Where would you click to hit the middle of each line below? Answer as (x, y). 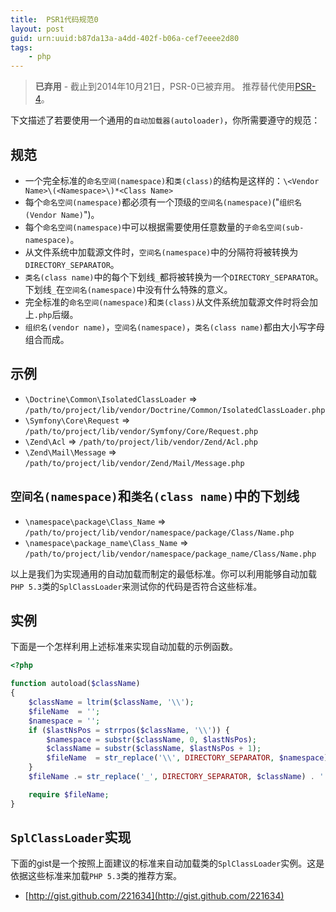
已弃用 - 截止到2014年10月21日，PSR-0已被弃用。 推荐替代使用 (165, 87)
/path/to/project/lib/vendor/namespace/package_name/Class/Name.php (170, 554)
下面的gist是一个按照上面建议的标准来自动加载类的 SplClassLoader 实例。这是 (167, 863)
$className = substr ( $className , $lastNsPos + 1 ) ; (154, 749)
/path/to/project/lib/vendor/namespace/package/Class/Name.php (159, 532)
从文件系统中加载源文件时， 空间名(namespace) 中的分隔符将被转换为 (161, 252)
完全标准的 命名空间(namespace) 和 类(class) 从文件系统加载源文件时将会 (167, 302)
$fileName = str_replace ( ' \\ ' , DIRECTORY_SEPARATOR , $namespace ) (187, 758)
